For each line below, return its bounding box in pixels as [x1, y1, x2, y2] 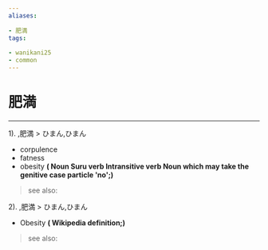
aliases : [8, 11, 37, 20]
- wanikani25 [8, 49, 52, 57]
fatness [19, 153, 45, 162]
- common [8, 57, 37, 65]
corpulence [19, 145, 58, 154]
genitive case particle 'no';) [19, 169, 114, 180]
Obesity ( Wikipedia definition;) [19, 217, 126, 228]
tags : [8, 34, 26, 42]
